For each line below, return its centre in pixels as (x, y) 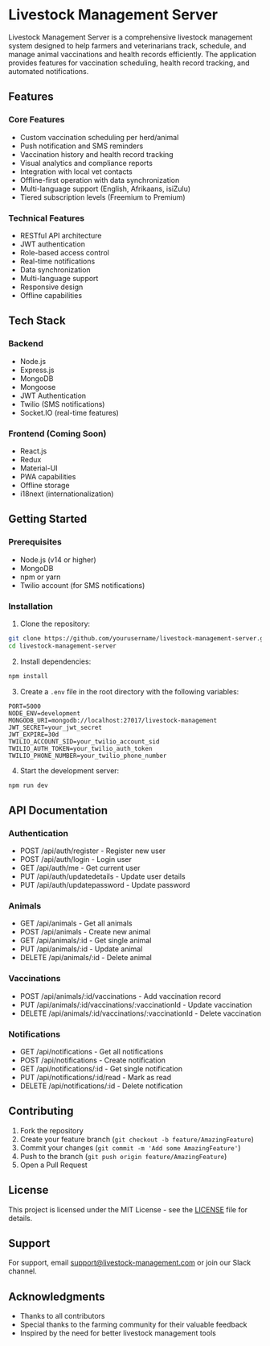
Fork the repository (52, 1130)
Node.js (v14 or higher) (58, 559)
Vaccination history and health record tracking (97, 154)
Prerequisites (35, 542)
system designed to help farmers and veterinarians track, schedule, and (127, 45)
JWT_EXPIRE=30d (34, 735)
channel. (23, 1271)
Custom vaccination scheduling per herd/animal (99, 137)
